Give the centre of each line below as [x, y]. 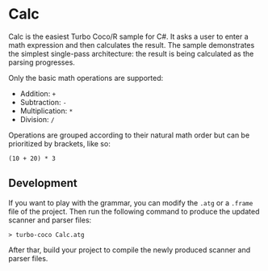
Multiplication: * [46, 111]
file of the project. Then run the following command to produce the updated [134, 211]
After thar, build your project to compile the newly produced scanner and [130, 250]
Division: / [37, 119]
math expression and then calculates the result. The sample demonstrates [132, 44]
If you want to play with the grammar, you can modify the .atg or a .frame [131, 202]
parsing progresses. [42, 62]
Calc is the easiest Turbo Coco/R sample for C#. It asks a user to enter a [128, 36]
